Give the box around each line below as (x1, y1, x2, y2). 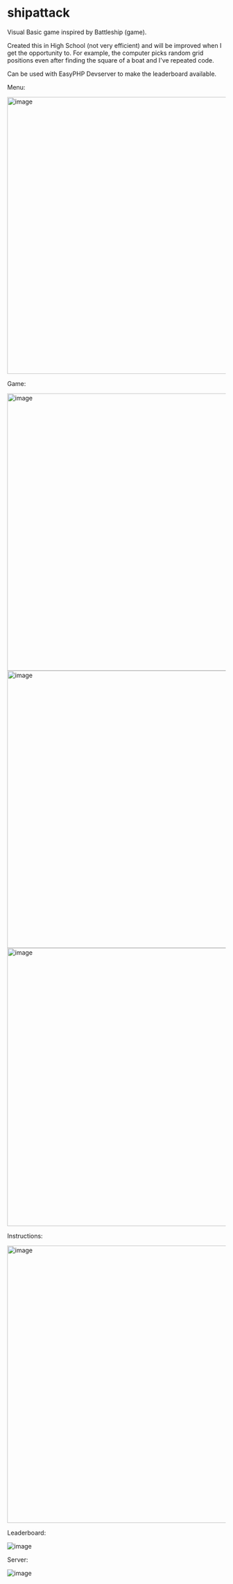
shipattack (7, 5, 71, 21)
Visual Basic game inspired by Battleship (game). (7, 28, 147, 36)
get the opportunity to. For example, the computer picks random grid (7, 49, 204, 57)
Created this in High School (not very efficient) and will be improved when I (7, 41, 222, 49)
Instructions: (7, 1231, 43, 1240)
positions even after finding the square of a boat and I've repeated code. (7, 56, 215, 64)
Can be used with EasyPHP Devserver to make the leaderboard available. (7, 70, 217, 78)
